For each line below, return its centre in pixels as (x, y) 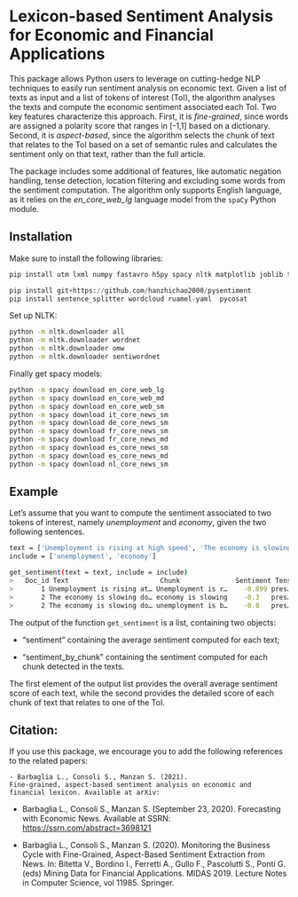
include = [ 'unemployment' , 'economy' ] (83, 556)
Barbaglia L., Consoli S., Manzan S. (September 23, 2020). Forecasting (151, 809)
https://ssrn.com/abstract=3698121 (86, 828)
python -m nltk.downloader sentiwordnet (85, 357)
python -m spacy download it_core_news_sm (89, 414)
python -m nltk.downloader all (67, 332)
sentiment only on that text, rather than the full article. (107, 153)
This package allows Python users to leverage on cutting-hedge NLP (135, 78)
